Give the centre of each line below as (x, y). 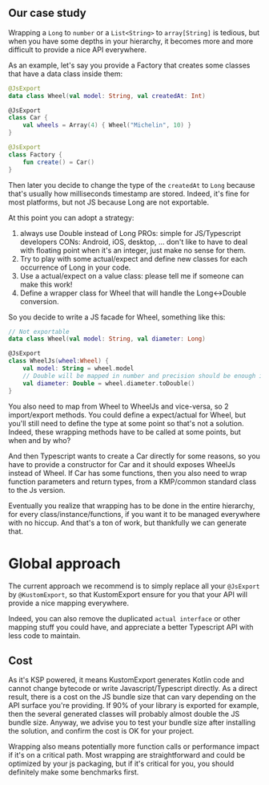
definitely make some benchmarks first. (74, 772)
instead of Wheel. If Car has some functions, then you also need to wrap (128, 473)
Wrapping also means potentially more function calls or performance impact (134, 746)
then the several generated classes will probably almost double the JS (124, 714)
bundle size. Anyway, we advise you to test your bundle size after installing (132, 722)
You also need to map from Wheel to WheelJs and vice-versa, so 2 (118, 406)
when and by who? (40, 440)
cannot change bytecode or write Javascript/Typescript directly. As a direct (133, 689)
